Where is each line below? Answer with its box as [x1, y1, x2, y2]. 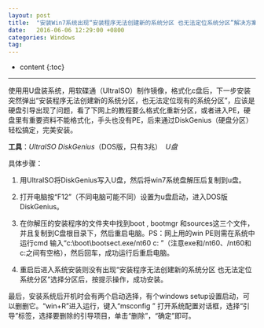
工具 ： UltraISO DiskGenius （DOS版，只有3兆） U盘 [8, 142, 178, 152]
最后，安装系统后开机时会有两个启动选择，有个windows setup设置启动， [8, 292, 244, 301]
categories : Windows [8, 33, 76, 42]
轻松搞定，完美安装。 [8, 125, 77, 135]
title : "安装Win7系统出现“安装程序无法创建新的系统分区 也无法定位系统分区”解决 [8, 19, 246, 27]
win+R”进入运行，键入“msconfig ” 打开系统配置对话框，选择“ [46, 301, 244, 311]
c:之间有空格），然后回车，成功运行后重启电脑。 [19, 249, 174, 258]
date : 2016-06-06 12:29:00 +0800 [8, 26, 125, 34]
